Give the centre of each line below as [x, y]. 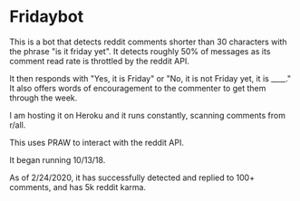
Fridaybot [47, 17]
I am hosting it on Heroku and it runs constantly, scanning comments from [147, 115]
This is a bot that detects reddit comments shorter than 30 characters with [148, 42]
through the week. [44, 98]
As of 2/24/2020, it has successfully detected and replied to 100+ [132, 177]
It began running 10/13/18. [58, 159]
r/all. [18, 125]
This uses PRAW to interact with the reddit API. [97, 142]
